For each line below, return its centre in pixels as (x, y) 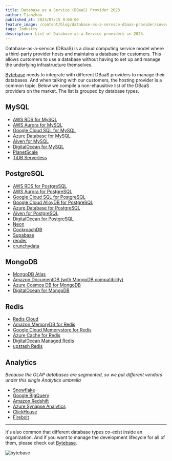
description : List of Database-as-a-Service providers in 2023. (75, 34)
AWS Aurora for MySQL (38, 125)
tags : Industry (21, 29)
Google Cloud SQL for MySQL (44, 130)
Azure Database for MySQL (41, 136)
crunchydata (26, 246)
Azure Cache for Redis (36, 336)
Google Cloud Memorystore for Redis (52, 330)
